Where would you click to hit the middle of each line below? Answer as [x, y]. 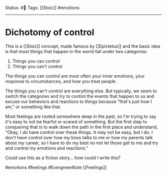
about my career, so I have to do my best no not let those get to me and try [82, 143]
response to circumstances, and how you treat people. [61, 81]
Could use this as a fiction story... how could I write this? [63, 158]
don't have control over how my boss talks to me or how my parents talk [79, 137]
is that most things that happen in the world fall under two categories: [76, 51]
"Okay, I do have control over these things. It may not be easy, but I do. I [79, 132]
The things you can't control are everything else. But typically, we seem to [81, 91]
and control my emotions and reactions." [47, 148]
